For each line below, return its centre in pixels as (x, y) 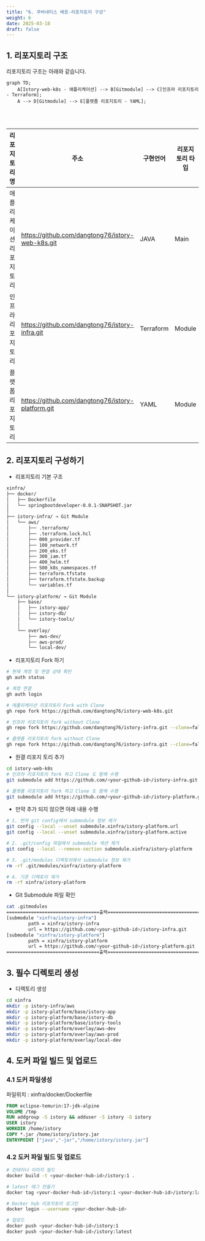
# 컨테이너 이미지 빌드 (31, 1170)
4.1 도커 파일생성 (29, 1080)
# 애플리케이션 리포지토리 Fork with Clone (56, 705)
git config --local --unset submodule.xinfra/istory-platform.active (97, 832)
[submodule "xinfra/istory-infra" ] (52, 918)
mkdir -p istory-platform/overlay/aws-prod (63, 1034)
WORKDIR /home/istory (34, 1129)
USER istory (21, 1123)
